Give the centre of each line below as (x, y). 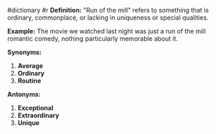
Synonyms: (25, 52)
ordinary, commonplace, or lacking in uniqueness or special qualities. (108, 18)
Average (30, 66)
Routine (29, 81)
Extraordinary (38, 115)
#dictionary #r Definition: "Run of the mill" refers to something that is (108, 10)
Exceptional (35, 108)
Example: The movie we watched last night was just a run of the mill (107, 31)
